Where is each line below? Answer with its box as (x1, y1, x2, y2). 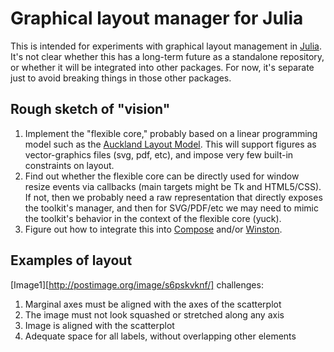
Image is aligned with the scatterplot (24, 319, 175, 331)
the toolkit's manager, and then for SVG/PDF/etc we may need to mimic (24, 202, 319, 214)
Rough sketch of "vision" (10, 101, 171, 118)
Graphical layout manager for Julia (10, 7, 304, 30)
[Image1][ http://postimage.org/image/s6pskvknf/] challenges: (10, 278, 264, 291)
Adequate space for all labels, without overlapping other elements (24, 330, 297, 342)
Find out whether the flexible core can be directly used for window (24, 170, 300, 182)
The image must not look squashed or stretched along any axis (24, 308, 285, 321)
